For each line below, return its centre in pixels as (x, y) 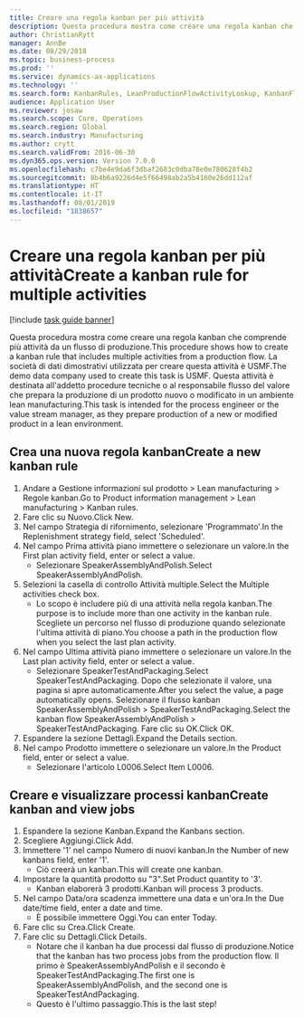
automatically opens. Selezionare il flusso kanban (128, 699)
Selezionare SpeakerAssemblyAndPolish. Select (124, 565)
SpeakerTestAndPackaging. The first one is (115, 975)
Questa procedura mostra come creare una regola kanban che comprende (148, 337)
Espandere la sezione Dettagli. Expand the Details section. (130, 737)
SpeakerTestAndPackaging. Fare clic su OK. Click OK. (135, 728)
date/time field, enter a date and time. (92, 908)
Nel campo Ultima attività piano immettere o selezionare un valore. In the (157, 652)
